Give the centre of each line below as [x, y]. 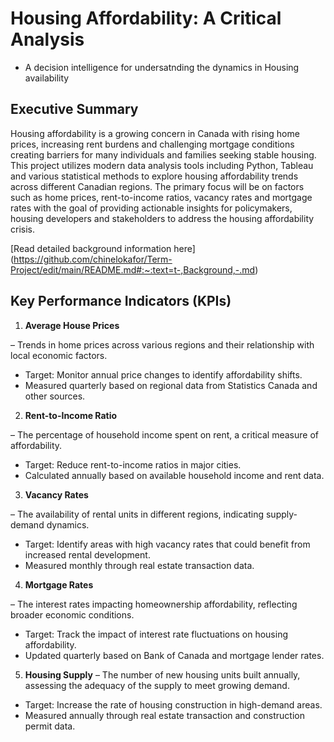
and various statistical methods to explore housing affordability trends [154, 176]
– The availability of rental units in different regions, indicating [137, 514]
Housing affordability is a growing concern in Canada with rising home [155, 133]
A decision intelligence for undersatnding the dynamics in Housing [162, 67]
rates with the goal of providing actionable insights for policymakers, [151, 208]
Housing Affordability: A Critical [146, 18]
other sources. [55, 396]
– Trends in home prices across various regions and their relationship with [162, 344]
